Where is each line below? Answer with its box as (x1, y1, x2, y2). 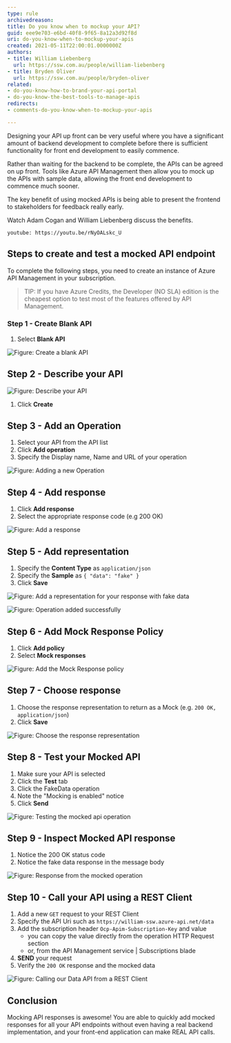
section (27, 939, 49, 948)
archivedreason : (7, 17, 54, 24)
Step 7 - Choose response (7, 685, 121, 696)
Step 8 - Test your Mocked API (7, 751, 141, 763)
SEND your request (17, 954, 72, 962)
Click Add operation (17, 445, 76, 454)
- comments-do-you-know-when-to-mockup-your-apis (7, 107, 153, 113)
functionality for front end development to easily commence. (7, 146, 179, 154)
